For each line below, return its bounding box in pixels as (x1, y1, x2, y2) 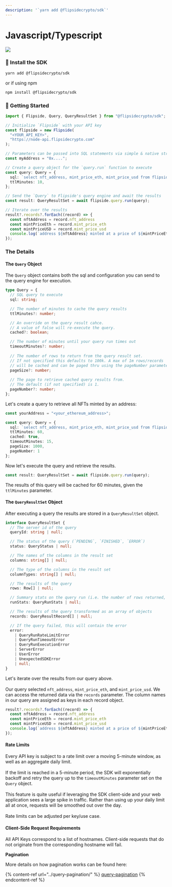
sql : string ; (10, 297, 38, 302)
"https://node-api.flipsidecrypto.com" (10, 137, 95, 142)
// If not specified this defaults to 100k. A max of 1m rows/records (10, 358, 164, 363)
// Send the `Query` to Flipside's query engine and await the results (5, 193, 161, 199)
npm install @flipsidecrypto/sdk (5, 90, 77, 95)
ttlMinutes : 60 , (10, 429, 45, 435)
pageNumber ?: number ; (10, 387, 56, 392)
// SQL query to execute (10, 293, 63, 298)
